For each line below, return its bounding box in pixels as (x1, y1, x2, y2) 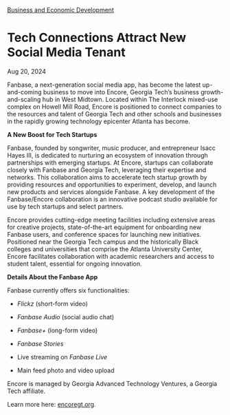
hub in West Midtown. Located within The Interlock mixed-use (42, 95, 218, 103)
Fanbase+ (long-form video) (16, 326, 98, 334)
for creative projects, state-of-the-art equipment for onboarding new (7, 223, 202, 231)
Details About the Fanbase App (7, 273, 98, 281)
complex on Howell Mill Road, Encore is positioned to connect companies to (7, 103, 222, 111)
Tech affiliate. (7, 387, 46, 395)
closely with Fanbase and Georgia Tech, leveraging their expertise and (7, 165, 207, 174)
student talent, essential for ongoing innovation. (7, 259, 142, 268)
